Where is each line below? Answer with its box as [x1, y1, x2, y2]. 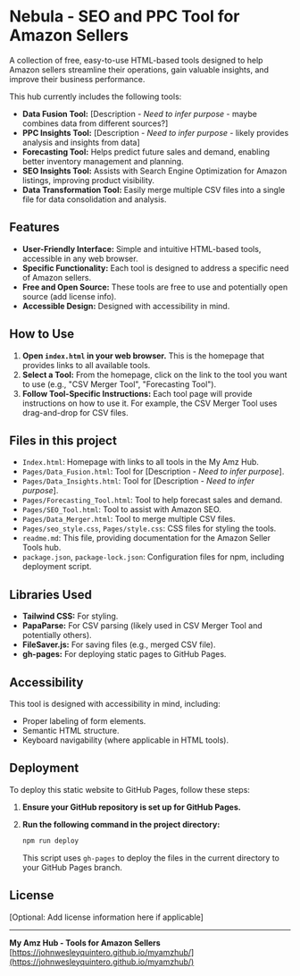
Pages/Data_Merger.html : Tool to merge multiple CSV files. [21, 514, 236, 525]
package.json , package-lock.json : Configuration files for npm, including [21, 551, 285, 562]
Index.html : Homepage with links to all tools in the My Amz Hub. [21, 457, 259, 467]
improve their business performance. [9, 73, 146, 84]
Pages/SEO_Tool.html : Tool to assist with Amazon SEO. [21, 504, 221, 515]
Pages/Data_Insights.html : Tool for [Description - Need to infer [21, 475, 254, 486]
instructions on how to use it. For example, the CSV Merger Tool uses [21, 398, 278, 408]
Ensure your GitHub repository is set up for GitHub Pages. [21, 802, 241, 812]
